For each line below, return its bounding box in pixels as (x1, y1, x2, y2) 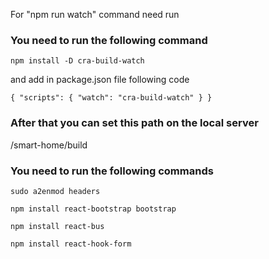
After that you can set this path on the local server (10, 116, 259, 130)
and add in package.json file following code (10, 74, 190, 86)
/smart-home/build (10, 139, 88, 151)
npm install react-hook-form (10, 239, 132, 249)
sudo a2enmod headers (10, 186, 101, 196)
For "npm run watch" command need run (10, 9, 180, 20)
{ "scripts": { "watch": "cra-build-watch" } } (10, 93, 213, 103)
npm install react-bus (10, 221, 105, 231)
